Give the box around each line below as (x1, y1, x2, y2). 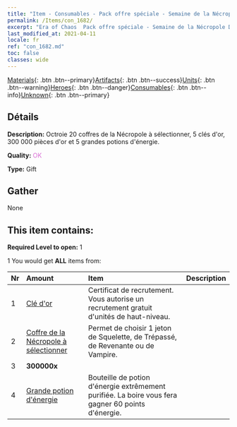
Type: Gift (7, 164, 37, 173)
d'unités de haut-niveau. (87, 312, 171, 322)
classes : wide (7, 56, 49, 64)
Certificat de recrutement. (87, 285, 174, 295)
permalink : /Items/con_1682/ (7, 17, 93, 24)
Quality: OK (7, 151, 42, 160)
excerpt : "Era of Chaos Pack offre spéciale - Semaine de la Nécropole (7, 23, 226, 30)
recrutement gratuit (87, 303, 153, 313)
